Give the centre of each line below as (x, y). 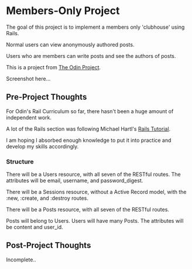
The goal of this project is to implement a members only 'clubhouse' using (95, 27)
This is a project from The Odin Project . (54, 67)
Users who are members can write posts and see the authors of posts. (91, 56)
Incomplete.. (21, 260)
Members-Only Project (63, 11)
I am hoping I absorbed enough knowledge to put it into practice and (89, 140)
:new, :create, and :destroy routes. (47, 198)
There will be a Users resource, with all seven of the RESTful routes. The (93, 175)
